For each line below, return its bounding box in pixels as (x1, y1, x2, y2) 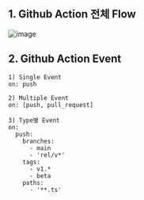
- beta (28, 171, 51, 180)
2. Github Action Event (8, 52, 122, 66)
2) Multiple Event (8, 94, 69, 102)
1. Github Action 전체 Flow (8, 7, 136, 21)
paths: (22, 179, 44, 187)
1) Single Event (8, 73, 62, 81)
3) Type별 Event (8, 116, 61, 125)
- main (28, 144, 51, 152)
